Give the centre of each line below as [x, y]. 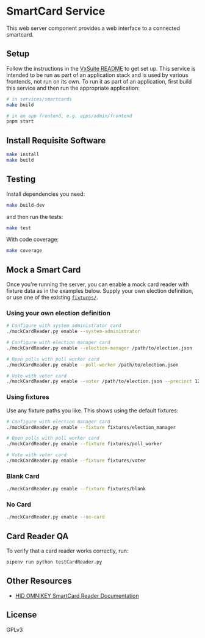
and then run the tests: [35, 217]
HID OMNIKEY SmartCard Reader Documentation [77, 595]
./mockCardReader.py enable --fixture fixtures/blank [76, 489]
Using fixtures [28, 397]
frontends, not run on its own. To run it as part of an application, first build [99, 81]
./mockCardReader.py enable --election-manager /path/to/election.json [99, 348]
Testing [21, 179]
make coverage [24, 251]
